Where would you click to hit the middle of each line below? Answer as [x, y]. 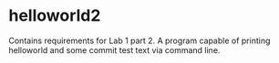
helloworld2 [55, 16]
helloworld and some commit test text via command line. [114, 49]
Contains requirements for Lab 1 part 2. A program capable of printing [139, 40]
